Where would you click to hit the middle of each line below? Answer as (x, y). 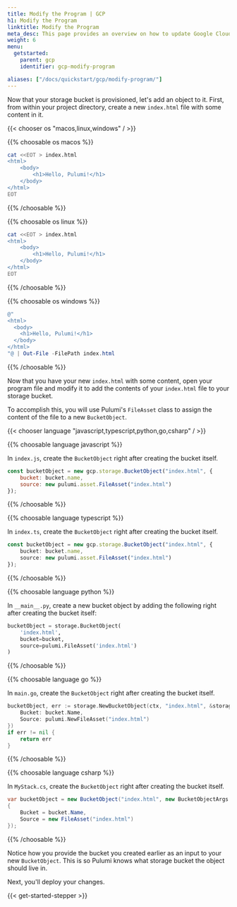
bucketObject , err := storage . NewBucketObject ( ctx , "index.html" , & (110, 706)
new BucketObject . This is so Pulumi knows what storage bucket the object (116, 860)
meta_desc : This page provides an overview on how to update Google (110, 34)
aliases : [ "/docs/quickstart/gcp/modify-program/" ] (85, 79)
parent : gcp (37, 60)
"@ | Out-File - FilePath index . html (61, 354)
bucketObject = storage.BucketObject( (64, 626)
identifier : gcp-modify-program (67, 67)
